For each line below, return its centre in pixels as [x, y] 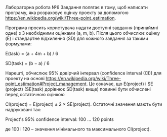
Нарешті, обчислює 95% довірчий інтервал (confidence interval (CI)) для [83, 73]
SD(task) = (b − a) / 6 [27, 63]
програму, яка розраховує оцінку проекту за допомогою [67, 13]
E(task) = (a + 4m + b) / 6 [32, 53]
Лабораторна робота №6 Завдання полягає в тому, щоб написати [77, 7]
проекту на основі [25, 78]
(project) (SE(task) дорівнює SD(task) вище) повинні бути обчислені [78, 89]
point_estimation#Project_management [46, 84]
